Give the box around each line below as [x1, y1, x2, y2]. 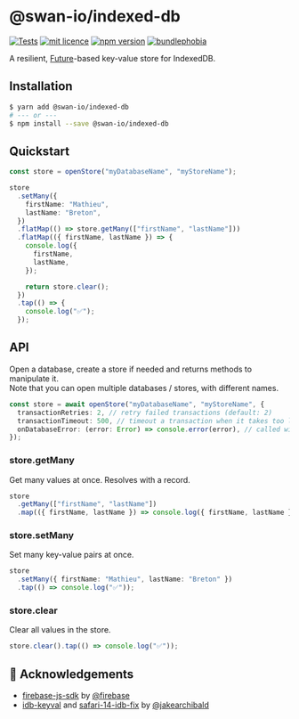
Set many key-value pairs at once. [9, 550, 134, 560]
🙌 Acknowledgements [9, 666, 134, 682]
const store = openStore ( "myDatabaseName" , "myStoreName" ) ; [9, 167, 238, 176]
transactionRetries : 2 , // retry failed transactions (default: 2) [17, 408, 273, 417]
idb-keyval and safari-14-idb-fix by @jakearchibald [21, 699, 209, 710]
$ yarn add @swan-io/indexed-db [9, 102, 129, 111]
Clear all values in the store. [9, 625, 111, 635]
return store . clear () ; [25, 282, 109, 291]
